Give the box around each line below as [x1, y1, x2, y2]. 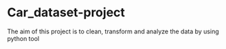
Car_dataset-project [7, 5, 126, 20]
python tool [7, 34, 40, 42]
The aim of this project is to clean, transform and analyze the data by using [7, 27, 219, 35]
